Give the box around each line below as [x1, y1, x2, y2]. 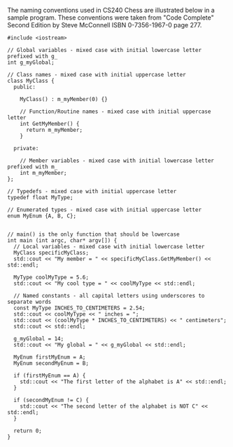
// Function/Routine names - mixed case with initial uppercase [20, 108, 211, 115]
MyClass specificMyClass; [13, 249, 90, 256]
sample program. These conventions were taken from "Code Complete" [7, 13, 215, 22]
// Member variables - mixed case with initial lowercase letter [20, 157, 215, 164]
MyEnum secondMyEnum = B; [13, 360, 90, 367]
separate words [7, 298, 52, 305]
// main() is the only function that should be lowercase [7, 231, 180, 238]
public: [13, 84, 36, 91]
